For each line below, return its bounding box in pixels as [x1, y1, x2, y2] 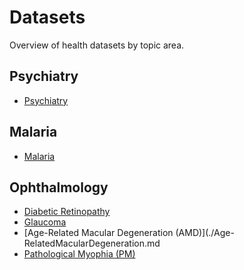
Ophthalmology [9, 179, 109, 196]
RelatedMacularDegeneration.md [23, 237, 161, 250]
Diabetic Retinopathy [23, 206, 111, 218]
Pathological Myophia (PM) [23, 248, 136, 260]
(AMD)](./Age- [175, 227, 235, 239]
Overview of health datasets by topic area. [9, 39, 185, 51]
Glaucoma [23, 216, 67, 228]
